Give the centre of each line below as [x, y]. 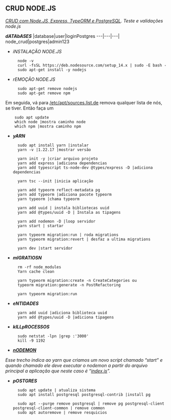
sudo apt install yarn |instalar [53, 145]
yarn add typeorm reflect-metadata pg [59, 190]
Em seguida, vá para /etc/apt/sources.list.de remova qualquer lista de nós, [84, 102]
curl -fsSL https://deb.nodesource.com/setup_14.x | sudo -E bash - [92, 65]
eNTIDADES [26, 303]
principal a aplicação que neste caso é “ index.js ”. [58, 371]
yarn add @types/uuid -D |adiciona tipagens [66, 317]
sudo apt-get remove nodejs [48, 89]
